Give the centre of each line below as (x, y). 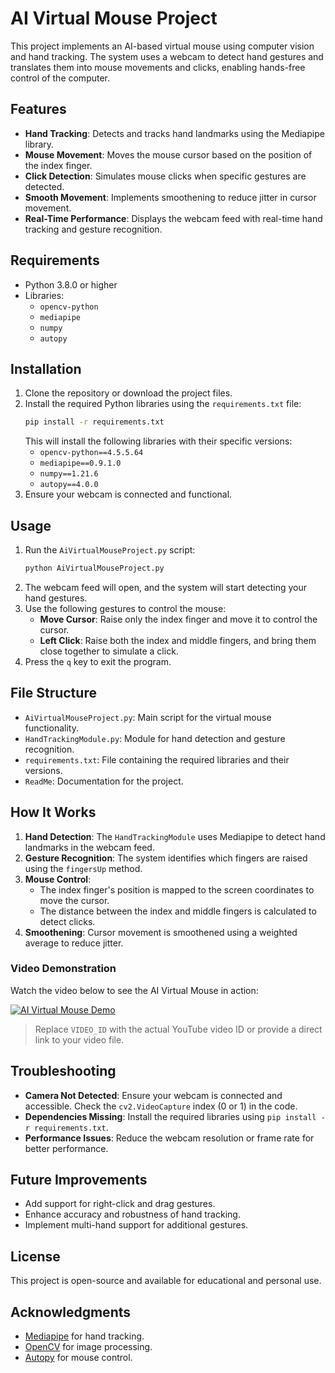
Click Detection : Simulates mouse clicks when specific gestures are (165, 176)
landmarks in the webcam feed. (89, 847)
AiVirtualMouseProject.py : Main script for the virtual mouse (148, 717)
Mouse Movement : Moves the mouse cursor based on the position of (168, 154)
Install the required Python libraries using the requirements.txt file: (163, 404)
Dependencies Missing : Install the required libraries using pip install (170, 1116)
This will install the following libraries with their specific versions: (158, 441)
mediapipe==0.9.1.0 (80, 463)
